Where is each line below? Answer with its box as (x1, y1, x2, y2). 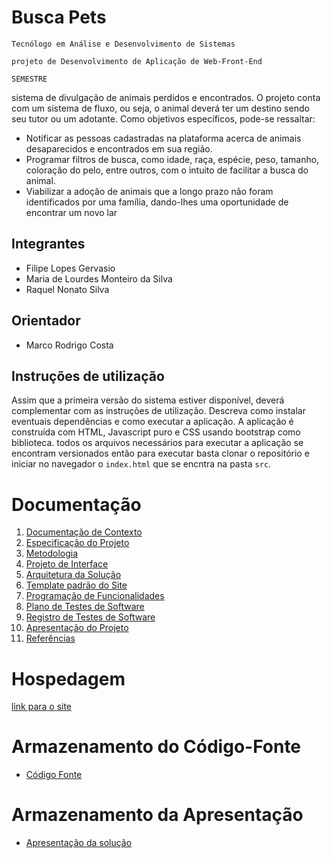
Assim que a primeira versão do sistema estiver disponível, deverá (11, 394, 285, 406)
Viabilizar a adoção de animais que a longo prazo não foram (25, 185, 274, 197)
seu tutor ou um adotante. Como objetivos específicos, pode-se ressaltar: (11, 112, 316, 125)
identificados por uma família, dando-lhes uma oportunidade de (25, 196, 289, 208)
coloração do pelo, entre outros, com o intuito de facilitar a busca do (25, 164, 309, 176)
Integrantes (11, 236, 86, 253)
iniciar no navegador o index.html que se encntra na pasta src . (11, 458, 272, 470)
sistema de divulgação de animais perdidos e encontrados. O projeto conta (11, 91, 321, 103)
